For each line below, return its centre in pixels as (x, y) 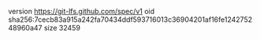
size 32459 (62, 28)
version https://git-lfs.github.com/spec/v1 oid (82, 11)
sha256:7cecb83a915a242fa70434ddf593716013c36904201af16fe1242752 (130, 19)
